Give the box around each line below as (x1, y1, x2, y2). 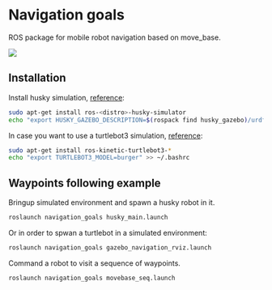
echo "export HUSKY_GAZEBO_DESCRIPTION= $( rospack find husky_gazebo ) (8, 116, 249, 124)
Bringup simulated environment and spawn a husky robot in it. (8, 198, 215, 207)
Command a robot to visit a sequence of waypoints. (8, 258, 181, 268)
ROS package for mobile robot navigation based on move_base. (8, 32, 221, 42)
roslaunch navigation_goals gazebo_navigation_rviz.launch (8, 243, 212, 252)
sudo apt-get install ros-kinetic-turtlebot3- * (8, 146, 172, 155)
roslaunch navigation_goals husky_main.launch (8, 213, 168, 222)
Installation (8, 71, 66, 85)
